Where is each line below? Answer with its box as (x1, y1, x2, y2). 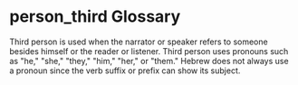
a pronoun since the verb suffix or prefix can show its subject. (9, 65, 241, 76)
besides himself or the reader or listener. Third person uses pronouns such (9, 45, 289, 56)
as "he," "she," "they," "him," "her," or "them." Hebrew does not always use (9, 55, 289, 66)
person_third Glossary (9, 6, 181, 27)
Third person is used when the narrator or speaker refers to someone (9, 36, 269, 47)
